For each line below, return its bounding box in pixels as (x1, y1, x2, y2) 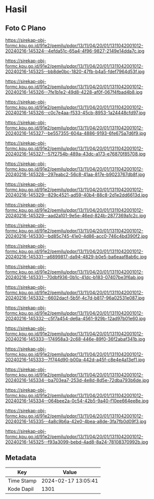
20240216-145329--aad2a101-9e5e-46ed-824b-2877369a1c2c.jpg (5, 213, 146, 218)
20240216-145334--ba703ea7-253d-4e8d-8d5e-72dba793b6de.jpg (5, 377, 149, 383)
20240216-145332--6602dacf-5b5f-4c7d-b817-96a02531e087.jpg (5, 295, 145, 301)
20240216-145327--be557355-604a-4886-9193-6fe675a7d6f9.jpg (5, 130, 146, 136)
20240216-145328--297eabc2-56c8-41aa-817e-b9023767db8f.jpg (5, 171, 145, 177)
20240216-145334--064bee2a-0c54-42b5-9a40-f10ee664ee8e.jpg (5, 398, 149, 404)
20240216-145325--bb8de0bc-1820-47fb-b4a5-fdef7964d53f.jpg (5, 68, 145, 74)
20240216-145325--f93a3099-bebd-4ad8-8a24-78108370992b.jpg (5, 439, 148, 445)
